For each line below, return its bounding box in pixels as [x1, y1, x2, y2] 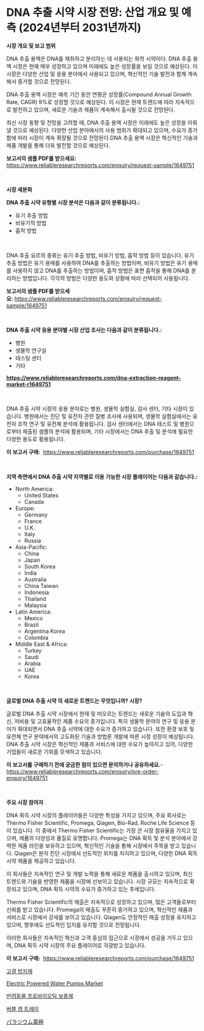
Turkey [24, 646, 42, 654]
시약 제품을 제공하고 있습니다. [6, 857, 77, 864]
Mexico [24, 614, 43, 621]
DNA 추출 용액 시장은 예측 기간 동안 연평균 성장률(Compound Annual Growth [6, 91, 192, 98]
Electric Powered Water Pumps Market [6, 979, 104, 987]
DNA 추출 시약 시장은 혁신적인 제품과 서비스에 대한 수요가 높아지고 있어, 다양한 [6, 740, 193, 747]
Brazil [24, 621, 39, 628]
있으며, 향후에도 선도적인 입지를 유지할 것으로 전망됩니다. [6, 921, 141, 928]
